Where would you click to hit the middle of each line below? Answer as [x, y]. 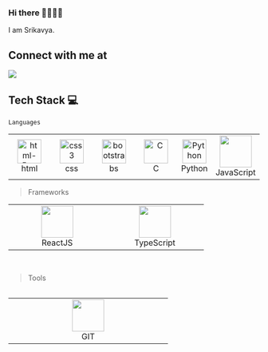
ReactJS [57, 243]
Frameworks [48, 192]
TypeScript [155, 243]
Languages [25, 122]
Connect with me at [58, 55]
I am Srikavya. [32, 30]
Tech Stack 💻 [43, 100]
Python [194, 168]
